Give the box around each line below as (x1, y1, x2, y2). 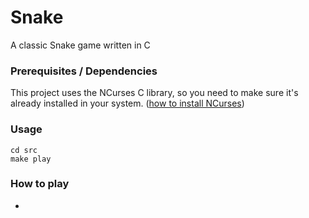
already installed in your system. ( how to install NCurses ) (10, 97, 245, 110)
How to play (10, 177, 70, 191)
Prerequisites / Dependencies (10, 64, 158, 78)
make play (10, 154, 52, 164)
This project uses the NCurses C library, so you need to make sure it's (10, 87, 299, 99)
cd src (10, 145, 38, 155)
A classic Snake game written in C (10, 39, 151, 51)
